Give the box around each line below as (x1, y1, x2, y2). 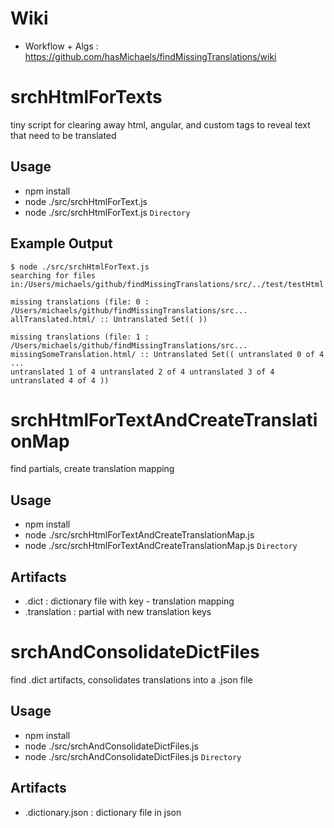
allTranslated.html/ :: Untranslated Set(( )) (10, 314, 208, 324)
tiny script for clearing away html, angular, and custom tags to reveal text (10, 118, 311, 131)
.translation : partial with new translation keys (24, 606, 212, 618)
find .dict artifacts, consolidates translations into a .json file (10, 674, 253, 686)
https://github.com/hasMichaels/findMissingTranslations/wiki (24, 50, 277, 62)
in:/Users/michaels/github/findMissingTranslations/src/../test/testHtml (10, 279, 325, 289)
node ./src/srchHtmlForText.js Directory (24, 206, 191, 218)
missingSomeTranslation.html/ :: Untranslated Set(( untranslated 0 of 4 (10, 349, 325, 359)
